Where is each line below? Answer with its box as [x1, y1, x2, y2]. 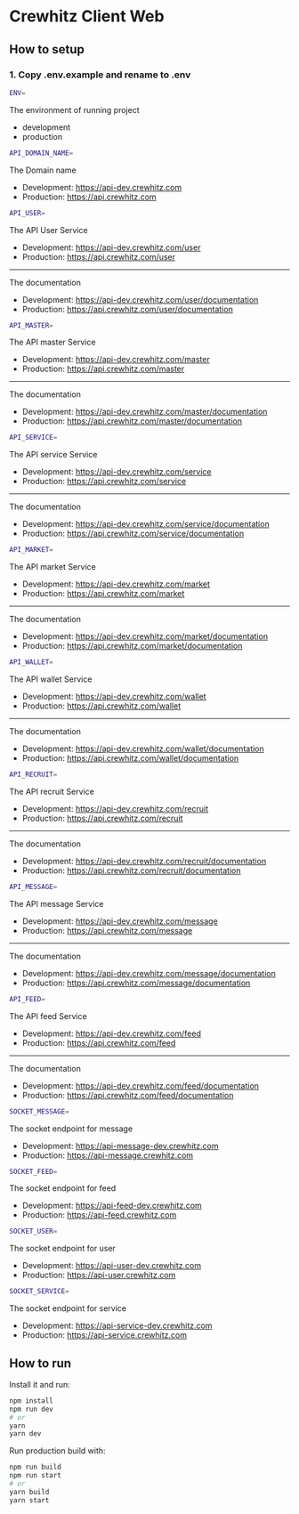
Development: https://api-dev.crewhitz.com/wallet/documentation [21, 743, 264, 754]
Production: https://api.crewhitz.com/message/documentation [21, 977, 251, 988]
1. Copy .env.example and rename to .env [9, 69, 191, 81]
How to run [9, 1356, 72, 1371]
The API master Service [9, 336, 96, 348]
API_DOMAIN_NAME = [9, 149, 74, 158]
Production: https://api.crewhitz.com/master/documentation [21, 416, 243, 426]
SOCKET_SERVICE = [9, 1287, 69, 1296]
